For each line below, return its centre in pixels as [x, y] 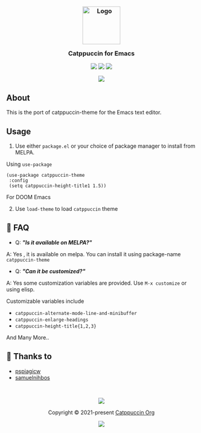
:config [18, 180]
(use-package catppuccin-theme [46, 175]
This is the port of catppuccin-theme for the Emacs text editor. [84, 113]
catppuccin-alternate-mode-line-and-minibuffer [76, 313]
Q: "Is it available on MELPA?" [53, 242]
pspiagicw [28, 371]
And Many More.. [28, 337]
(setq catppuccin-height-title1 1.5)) [58, 186]
